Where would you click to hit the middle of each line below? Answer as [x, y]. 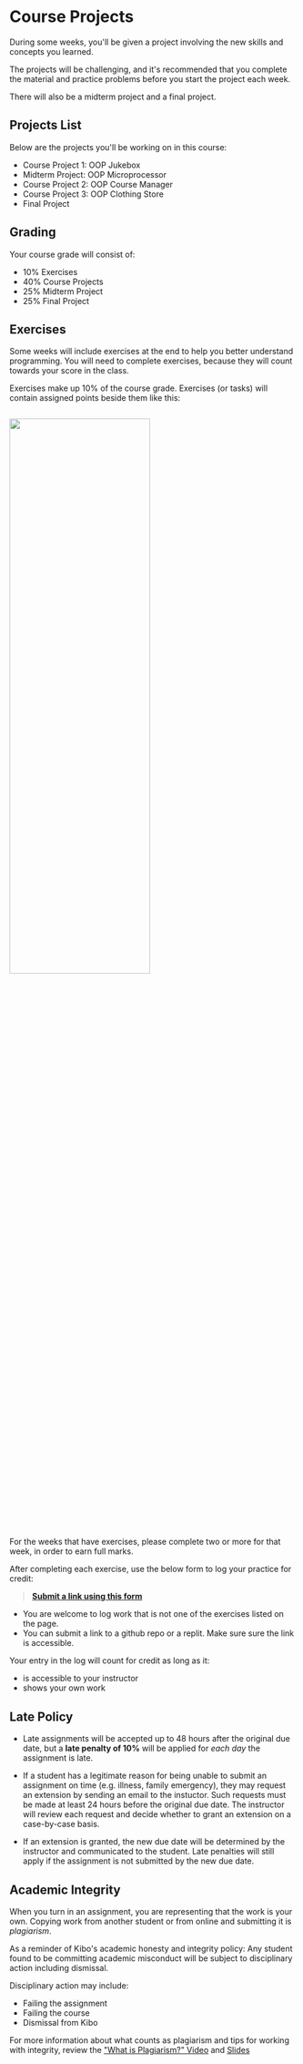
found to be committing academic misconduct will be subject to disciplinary [151, 1958]
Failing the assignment [65, 2003]
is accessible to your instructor [81, 1679]
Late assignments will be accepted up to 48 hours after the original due [157, 1739]
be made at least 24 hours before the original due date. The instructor [153, 1804]
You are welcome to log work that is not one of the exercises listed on [153, 1614]
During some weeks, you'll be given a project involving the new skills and [146, 42]
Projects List [45, 125]
